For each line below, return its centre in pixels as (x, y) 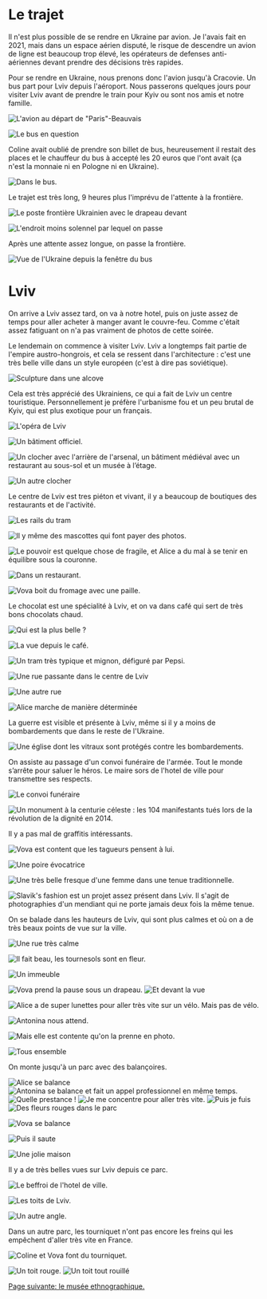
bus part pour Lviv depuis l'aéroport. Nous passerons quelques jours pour (130, 86)
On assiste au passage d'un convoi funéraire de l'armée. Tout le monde (126, 762)
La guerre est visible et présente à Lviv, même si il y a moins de (112, 722)
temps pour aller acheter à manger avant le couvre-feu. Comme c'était (124, 321)
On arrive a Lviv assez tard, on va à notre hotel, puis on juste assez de (123, 313)
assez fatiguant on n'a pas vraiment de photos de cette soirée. (111, 330)
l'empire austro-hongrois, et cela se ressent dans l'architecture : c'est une (130, 354)
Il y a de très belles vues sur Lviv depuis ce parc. (88, 1169)
